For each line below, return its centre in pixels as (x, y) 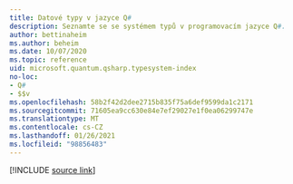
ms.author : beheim (44, 43)
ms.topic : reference (49, 60)
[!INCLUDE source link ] (53, 169)
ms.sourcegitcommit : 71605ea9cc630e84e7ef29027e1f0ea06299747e (132, 111)
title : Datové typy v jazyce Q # (70, 18)
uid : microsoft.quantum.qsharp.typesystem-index (103, 69)
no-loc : (24, 77)
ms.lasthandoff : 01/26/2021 (63, 136)
